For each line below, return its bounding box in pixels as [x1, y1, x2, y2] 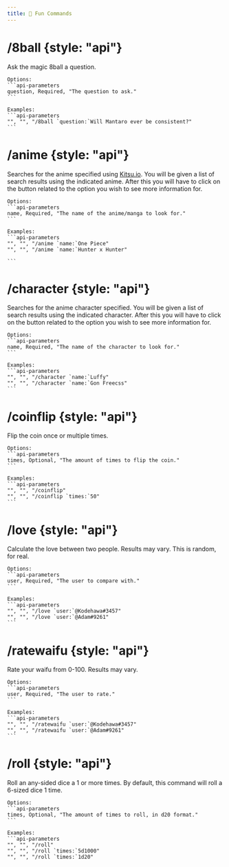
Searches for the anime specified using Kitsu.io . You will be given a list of [7, 170, 215, 178]
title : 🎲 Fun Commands [7, 10, 72, 17]
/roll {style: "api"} [7, 756, 112, 772]
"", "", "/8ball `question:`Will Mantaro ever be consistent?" [7, 118, 193, 125]
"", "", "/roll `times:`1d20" [7, 854, 94, 861]
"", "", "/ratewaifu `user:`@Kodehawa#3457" [7, 721, 137, 728]
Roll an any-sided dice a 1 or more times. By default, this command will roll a [7, 779, 223, 787]
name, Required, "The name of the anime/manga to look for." [7, 210, 186, 217]
